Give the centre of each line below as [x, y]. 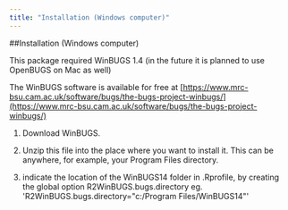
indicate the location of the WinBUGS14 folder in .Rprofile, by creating [151, 177]
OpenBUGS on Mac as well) [60, 70]
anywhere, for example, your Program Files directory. [120, 160]
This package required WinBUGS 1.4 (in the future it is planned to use [137, 60]
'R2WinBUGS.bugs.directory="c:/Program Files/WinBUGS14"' [136, 196]
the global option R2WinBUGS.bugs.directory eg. [112, 186]
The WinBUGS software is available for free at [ [96, 87]
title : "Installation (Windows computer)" [89, 17]
